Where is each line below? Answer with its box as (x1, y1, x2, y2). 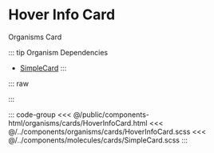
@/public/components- (73, 110, 149, 119)
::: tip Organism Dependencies (8, 47, 109, 57)
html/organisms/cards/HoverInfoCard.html (8, 118, 148, 127)
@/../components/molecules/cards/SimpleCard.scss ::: (8, 135, 188, 145)
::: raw (8, 79, 30, 88)
